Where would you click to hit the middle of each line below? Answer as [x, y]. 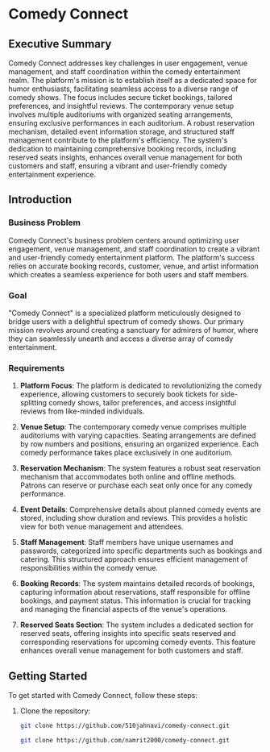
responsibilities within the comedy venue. [89, 568]
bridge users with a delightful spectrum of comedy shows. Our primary [126, 321]
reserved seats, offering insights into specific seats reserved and [128, 634]
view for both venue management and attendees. [102, 527]
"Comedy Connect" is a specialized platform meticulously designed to [125, 313]
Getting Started [48, 676]
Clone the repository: [55, 711]
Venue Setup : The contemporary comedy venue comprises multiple [133, 427]
